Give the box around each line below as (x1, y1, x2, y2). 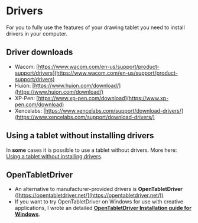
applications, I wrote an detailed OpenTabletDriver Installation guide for (14, 205, 192, 212)
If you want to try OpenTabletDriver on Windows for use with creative (14, 198, 184, 205)
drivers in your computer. (6, 30, 68, 37)
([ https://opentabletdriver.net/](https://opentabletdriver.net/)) (14, 192, 164, 199)
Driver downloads (6, 47, 73, 58)
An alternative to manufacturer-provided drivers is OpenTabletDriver (14, 186, 183, 193)
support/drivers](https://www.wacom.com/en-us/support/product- (14, 69, 178, 77)
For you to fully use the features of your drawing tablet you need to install (6, 24, 185, 31)
